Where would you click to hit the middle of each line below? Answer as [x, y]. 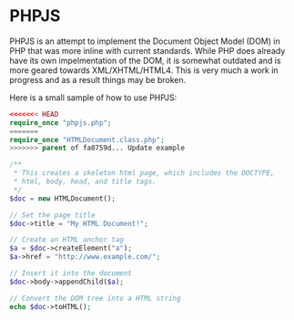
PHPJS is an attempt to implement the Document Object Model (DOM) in [145, 41]
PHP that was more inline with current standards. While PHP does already [147, 50]
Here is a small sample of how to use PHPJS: [93, 98]
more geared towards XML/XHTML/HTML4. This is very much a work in [144, 70]
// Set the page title [52, 215]
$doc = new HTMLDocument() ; [63, 198]
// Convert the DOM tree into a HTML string [95, 298]
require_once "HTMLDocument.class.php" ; [87, 139]
